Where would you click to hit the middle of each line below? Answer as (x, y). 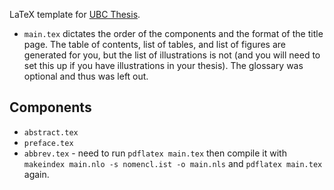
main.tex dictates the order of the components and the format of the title (173, 33)
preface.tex (48, 143)
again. (36, 174)
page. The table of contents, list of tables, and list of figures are (154, 44)
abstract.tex (51, 132)
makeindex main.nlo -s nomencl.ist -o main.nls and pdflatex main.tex (173, 163)
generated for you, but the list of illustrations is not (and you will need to (172, 55)
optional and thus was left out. (86, 76)
